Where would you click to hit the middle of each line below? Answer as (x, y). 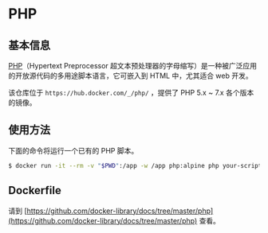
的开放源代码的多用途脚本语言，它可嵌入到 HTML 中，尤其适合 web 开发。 (130, 76)
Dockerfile (35, 190)
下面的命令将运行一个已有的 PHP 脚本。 (73, 150)
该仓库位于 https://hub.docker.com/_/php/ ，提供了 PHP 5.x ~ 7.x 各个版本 (131, 93)
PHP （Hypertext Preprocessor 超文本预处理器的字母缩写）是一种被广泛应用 (133, 66)
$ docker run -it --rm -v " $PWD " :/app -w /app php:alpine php (114, 165)
